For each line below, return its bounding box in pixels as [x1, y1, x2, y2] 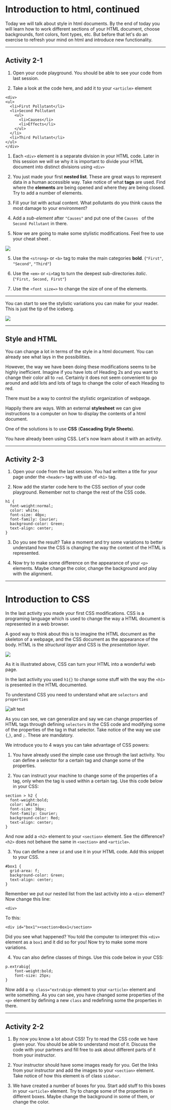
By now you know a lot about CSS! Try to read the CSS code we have [12, 1036, 158, 1042]
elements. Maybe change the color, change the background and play [12, 565, 157, 572]
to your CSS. [12, 854, 40, 860]
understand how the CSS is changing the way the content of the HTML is [12, 545, 166, 551]
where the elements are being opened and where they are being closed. [12, 184, 165, 191]
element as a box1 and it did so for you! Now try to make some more [5, 939, 148, 945]
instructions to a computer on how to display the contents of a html [5, 410, 146, 416]
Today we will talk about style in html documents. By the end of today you [5, 20, 160, 26]
